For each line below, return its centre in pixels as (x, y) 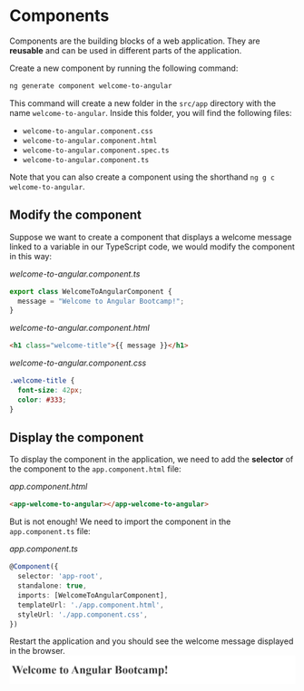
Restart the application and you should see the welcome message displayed (152, 641)
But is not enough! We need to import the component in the (120, 521)
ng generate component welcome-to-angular (91, 86)
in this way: (31, 256)
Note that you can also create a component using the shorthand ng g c (142, 177)
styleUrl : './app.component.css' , (83, 614)
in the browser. (37, 651)
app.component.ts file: (50, 531)
